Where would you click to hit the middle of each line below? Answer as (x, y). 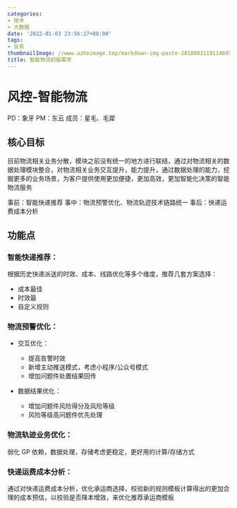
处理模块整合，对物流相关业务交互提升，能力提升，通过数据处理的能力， (118, 170)
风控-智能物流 (48, 97)
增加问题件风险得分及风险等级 (71, 406)
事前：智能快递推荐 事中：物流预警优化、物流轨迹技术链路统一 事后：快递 (114, 202)
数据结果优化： (39, 391)
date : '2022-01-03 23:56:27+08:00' (60, 34)
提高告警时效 (47, 358)
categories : (25, 14)
